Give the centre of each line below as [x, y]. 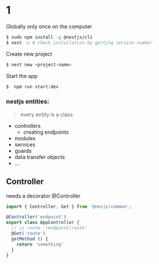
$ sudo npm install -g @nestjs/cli [49, 37]
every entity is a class [46, 114]
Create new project [29, 54]
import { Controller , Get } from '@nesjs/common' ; [69, 207]
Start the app [22, 76]
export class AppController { [43, 223]
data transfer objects [40, 157]
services [25, 144]
